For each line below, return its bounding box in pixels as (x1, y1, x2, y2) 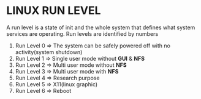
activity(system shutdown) (15, 48, 83, 55)
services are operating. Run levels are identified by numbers (6, 30, 159, 37)
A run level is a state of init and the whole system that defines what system (6, 24, 195, 31)
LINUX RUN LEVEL (6, 4, 101, 18)
